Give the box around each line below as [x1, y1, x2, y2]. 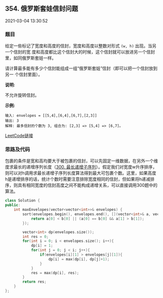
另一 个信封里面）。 [5, 72, 43, 77]
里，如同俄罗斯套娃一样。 [5, 55, 56, 61]
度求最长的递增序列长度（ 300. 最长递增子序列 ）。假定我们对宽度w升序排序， [5, 164, 157, 170]
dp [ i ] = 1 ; [31, 243, 53, 248]
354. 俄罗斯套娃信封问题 [5, 4, 79, 13]
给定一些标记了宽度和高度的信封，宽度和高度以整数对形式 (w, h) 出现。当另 [5, 43, 157, 49]
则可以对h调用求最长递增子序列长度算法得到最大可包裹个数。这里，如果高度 [5, 170, 157, 176]
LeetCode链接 [5, 133, 33, 139]
